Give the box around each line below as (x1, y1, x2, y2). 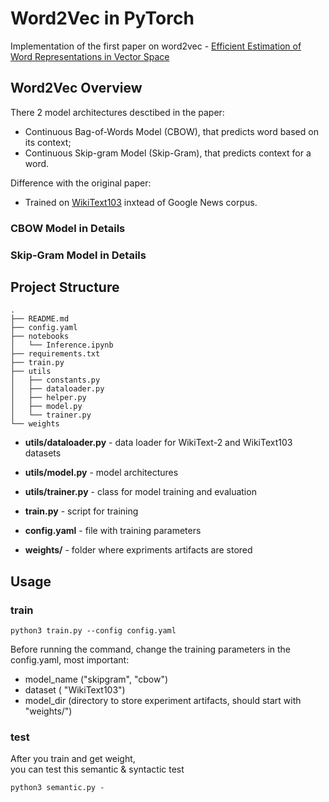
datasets (24, 447, 62, 459)
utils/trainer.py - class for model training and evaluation (24, 486, 257, 498)
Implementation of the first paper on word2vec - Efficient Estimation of (10, 40, 302, 52)
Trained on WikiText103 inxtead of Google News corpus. (24, 196, 258, 208)
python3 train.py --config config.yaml (10, 626, 177, 636)
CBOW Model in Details (10, 221, 126, 235)
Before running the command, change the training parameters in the (10, 643, 292, 656)
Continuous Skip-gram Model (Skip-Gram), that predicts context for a (24, 147, 312, 159)
